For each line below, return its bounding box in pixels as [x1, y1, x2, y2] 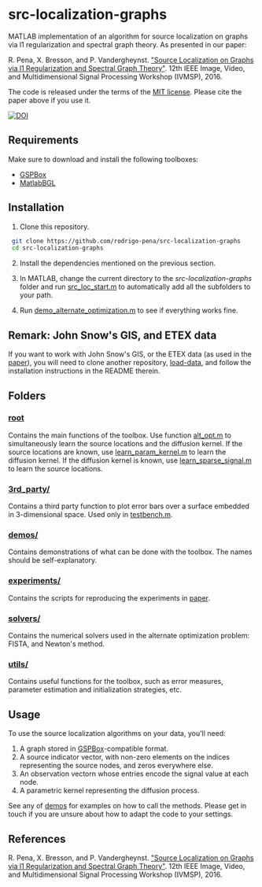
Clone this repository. [19, 222, 90, 231]
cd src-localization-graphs [11, 244, 104, 253]
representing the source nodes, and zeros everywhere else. [19, 761, 214, 771]
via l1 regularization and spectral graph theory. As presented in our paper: [8, 39, 247, 49]
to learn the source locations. [8, 464, 104, 473]
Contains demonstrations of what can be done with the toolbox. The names [8, 547, 253, 556]
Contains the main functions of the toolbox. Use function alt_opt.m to [8, 431, 232, 440]
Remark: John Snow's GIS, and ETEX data [8, 328, 217, 342]
